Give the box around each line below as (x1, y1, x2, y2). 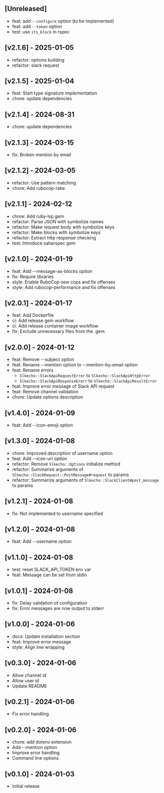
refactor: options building (12, 57, 65, 63)
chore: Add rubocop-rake (12, 185, 65, 191)
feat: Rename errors (12, 367, 54, 374)
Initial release (12, 783, 40, 789)
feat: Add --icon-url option (12, 455, 67, 461)
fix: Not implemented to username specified (12, 510, 104, 517)
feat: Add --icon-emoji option (12, 422, 73, 428)
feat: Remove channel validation (12, 389, 79, 395)
